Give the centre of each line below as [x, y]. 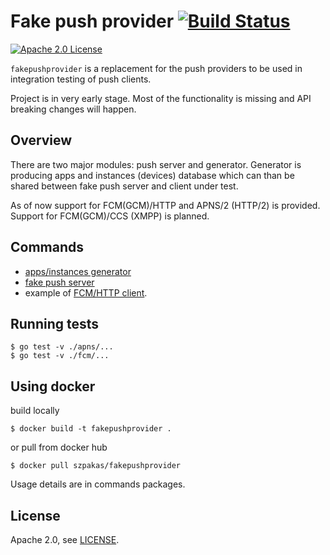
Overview [41, 140]
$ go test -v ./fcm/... [60, 356]
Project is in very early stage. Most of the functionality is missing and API [161, 98]
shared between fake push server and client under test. [124, 186]
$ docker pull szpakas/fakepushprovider [96, 466]
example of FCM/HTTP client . [86, 292]
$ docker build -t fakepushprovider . [91, 429]
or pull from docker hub [59, 447]
